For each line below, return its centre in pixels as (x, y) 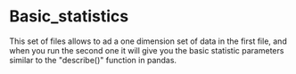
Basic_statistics (69, 16)
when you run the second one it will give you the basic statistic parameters (147, 50)
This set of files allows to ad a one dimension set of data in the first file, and (148, 41)
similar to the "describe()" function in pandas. (93, 60)
